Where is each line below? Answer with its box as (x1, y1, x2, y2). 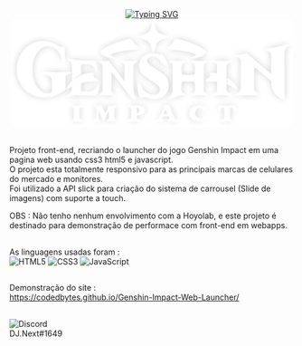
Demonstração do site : (9, 283, 97, 293)
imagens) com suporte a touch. (9, 193, 127, 204)
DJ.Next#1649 (9, 328, 63, 339)
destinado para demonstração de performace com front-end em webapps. (9, 220, 288, 231)
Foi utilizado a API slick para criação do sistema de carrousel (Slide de (9, 183, 271, 194)
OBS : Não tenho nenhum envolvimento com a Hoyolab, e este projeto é (9, 210, 278, 221)
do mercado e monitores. (9, 174, 104, 185)
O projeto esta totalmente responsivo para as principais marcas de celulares (9, 164, 294, 175)
